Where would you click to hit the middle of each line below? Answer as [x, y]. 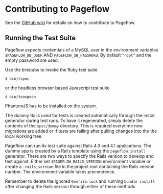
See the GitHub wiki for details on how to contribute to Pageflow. [70, 23]
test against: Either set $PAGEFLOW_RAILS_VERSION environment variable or [78, 161]
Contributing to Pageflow [57, 9]
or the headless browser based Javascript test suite [58, 88]
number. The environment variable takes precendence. [60, 171]
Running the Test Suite [40, 38]
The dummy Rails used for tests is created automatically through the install [80, 115]
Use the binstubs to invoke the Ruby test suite [51, 70]
